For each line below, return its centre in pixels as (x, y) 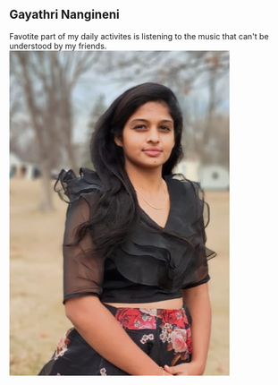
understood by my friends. (58, 46)
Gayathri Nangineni (64, 15)
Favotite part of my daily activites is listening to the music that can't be (139, 36)
